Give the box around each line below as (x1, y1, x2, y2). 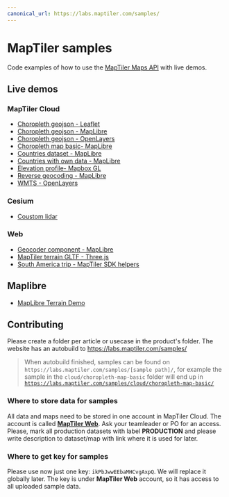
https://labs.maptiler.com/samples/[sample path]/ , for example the (24, 366, 222, 374)
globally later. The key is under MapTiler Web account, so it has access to (7, 475, 219, 483)
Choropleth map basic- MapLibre (17, 142, 112, 150)
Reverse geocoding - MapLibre (17, 172, 106, 180)
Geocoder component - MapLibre (17, 245, 114, 254)
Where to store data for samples (7, 396, 118, 406)
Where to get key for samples (7, 451, 109, 461)
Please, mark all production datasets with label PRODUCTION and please (7, 427, 217, 435)
